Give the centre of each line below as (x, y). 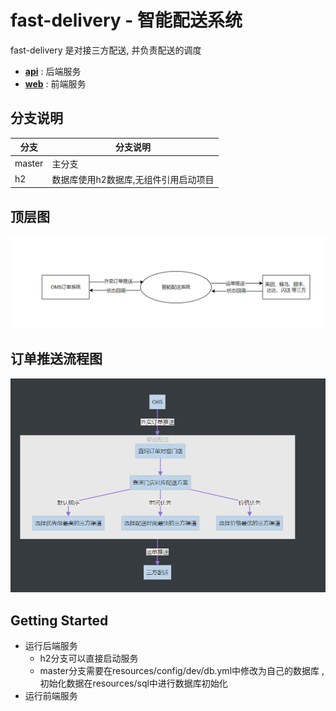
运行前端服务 (51, 696)
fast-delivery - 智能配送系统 (126, 20)
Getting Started (59, 620)
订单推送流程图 (56, 359)
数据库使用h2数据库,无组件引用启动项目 (133, 179)
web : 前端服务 (55, 83)
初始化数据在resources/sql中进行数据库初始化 (133, 683)
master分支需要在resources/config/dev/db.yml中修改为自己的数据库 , (182, 671)
